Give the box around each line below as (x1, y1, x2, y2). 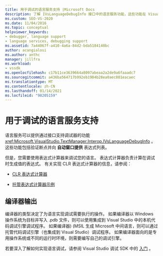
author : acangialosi (5, 48, 47, 52)
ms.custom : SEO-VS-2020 (5, 16, 53, 21)
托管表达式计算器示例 (12, 182, 55, 188)
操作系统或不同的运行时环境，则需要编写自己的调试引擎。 (9, 235, 124, 241)
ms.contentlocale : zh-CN (5, 84, 55, 89)
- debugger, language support (5, 34, 66, 39)
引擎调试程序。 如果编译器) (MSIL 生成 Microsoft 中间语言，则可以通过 (17, 223, 158, 229)
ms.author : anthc (5, 52, 40, 57)
